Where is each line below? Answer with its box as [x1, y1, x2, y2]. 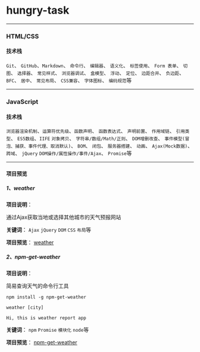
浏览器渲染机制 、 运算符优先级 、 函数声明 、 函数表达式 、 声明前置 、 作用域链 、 [6, 127, 175, 134]
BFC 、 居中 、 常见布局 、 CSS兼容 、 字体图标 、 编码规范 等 [6, 77, 132, 84]
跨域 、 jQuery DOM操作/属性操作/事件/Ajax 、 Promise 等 [6, 150, 132, 157]
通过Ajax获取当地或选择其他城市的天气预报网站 [6, 213, 121, 221]
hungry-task [6, 4, 70, 17]
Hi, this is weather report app [6, 315, 86, 321]
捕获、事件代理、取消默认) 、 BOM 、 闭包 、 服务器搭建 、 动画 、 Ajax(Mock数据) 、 [14, 142, 193, 149]
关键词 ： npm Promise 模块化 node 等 [6, 326, 89, 333]
